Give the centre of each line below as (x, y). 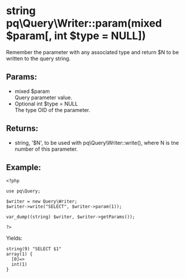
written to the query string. (38, 58)
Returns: (22, 129)
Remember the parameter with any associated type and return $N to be (92, 52)
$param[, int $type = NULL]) (76, 36)
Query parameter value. (43, 97)
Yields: (14, 238)
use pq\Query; (23, 191)
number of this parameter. (46, 149)
